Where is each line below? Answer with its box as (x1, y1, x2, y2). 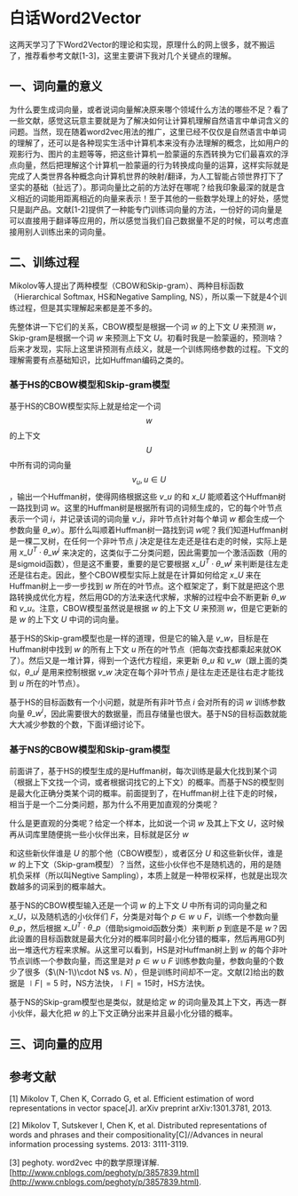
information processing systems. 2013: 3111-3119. (9, 1139, 189, 1150)
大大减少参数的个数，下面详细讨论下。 (9, 719, 149, 730)
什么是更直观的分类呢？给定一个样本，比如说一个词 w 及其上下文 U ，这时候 (9, 817, 285, 828)
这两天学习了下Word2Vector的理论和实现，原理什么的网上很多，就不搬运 (9, 39, 275, 50)
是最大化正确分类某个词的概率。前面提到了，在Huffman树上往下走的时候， (9, 787, 282, 798)
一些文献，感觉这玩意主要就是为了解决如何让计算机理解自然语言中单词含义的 (9, 115, 289, 125)
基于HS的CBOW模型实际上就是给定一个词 (9, 401, 161, 411)
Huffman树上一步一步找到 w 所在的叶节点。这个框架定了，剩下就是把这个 (9, 580, 278, 591)
